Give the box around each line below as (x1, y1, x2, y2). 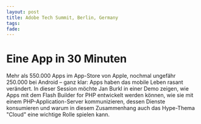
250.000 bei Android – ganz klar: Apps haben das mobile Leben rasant (6, 78, 184, 86)
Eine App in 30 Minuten (6, 52, 127, 66)
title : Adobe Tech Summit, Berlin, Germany (6, 15, 119, 21)
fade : (6, 26, 20, 32)
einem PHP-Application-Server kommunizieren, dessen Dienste (6, 98, 166, 105)
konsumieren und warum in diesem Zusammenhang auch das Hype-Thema (6, 105, 195, 112)
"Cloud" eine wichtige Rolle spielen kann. (6, 111, 110, 119)
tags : (6, 20, 20, 26)
